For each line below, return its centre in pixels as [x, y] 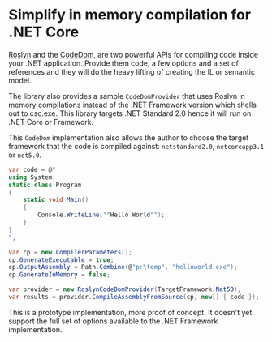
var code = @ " [32, 169]
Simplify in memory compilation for [130, 15]
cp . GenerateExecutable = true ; [61, 260]
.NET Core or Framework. [51, 122]
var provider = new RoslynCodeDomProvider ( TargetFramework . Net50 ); [125, 289]
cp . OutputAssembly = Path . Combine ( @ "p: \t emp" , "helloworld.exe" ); [123, 267]
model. [20, 80]
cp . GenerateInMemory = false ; [60, 275]
